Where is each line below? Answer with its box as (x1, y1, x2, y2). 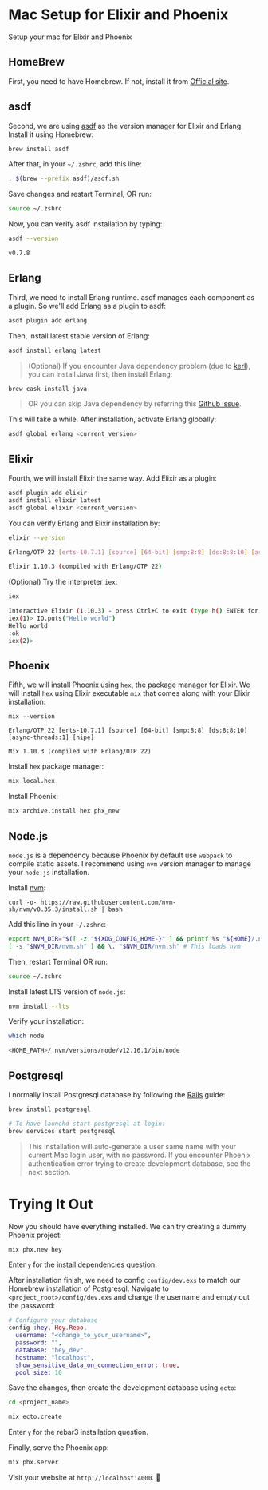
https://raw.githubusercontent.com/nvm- (40, 898, 177, 906)
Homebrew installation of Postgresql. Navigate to (8, 1284, 169, 1293)
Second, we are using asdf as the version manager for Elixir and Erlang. (8, 121, 243, 130)
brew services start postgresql (8, 1127, 116, 1135)
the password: (8, 1301, 56, 1311)
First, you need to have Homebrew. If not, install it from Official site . (8, 76, 230, 86)
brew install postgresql (8, 1105, 91, 1113)
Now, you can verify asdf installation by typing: (8, 219, 163, 229)
